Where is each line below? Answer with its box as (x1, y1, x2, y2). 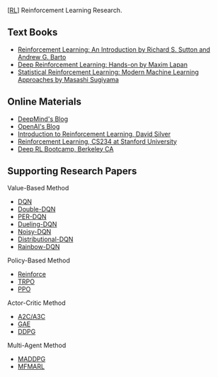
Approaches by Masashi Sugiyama (17, 75, 119, 83)
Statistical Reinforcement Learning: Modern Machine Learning (17, 67, 200, 76)
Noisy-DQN (17, 228, 52, 236)
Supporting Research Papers (7, 166, 137, 178)
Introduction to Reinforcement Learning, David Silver (17, 129, 171, 138)
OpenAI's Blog (17, 122, 60, 130)
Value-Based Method (7, 184, 69, 192)
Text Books (7, 26, 58, 38)
